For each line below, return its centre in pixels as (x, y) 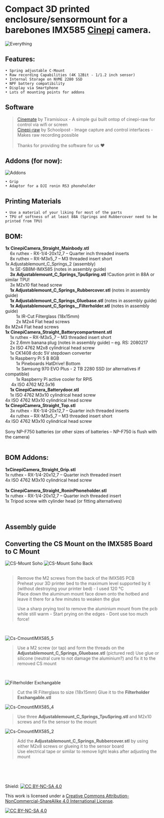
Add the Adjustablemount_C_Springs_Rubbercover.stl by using (83, 741)
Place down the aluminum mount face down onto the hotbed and (83, 594)
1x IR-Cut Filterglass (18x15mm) (48, 316)
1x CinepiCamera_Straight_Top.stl (40, 405)
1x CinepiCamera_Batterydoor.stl (44, 390)
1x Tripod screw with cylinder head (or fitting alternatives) (64, 501)
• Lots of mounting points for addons (45, 92)
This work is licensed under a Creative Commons (55, 796)
